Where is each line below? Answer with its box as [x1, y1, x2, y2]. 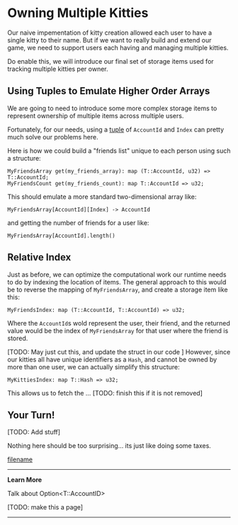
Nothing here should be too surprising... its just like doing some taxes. [7, 442, 211, 450]
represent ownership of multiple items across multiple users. [7, 111, 184, 120]
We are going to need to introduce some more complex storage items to [7, 104, 217, 112]
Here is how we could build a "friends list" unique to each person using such [7, 146, 231, 155]
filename [7, 455, 33, 464]
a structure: [7, 154, 41, 162]
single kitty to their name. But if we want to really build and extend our [7, 35, 212, 44]
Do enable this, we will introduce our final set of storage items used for [7, 57, 214, 65]
